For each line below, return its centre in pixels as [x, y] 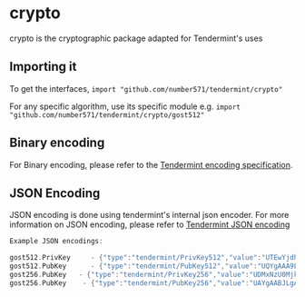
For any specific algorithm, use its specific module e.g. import [125, 106]
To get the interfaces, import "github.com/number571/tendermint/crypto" [146, 88]
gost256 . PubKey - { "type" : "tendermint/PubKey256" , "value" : [129, 283]
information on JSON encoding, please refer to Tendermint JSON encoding [150, 224]
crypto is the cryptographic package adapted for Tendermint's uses [136, 38]
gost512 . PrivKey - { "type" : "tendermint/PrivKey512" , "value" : [135, 258]
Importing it [43, 67]
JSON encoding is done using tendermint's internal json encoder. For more [149, 215]
